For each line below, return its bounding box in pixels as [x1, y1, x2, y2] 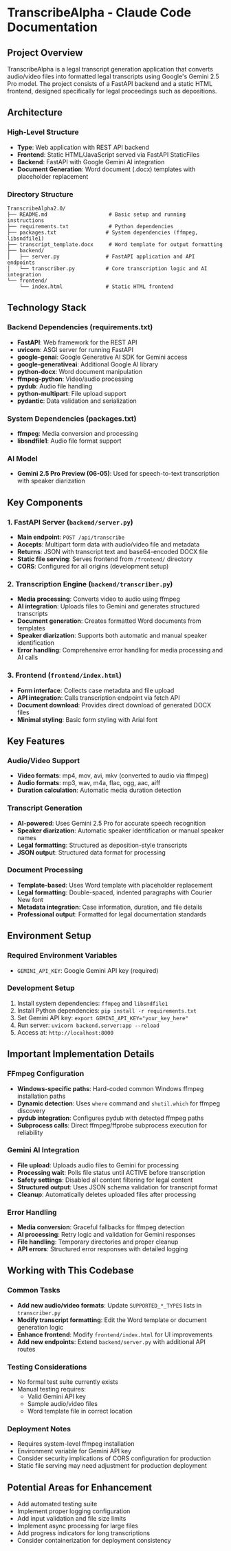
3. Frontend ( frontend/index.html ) [7, 670, 122, 680]
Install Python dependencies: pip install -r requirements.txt [16, 1006, 197, 1015]
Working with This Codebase [7, 1265, 134, 1277]
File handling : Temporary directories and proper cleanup [16, 1237, 179, 1246]
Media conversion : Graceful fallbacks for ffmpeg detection [16, 1223, 186, 1231]
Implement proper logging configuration [16, 1507, 131, 1515]
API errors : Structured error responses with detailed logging [16, 1245, 188, 1253]
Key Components [7, 496, 83, 508]
